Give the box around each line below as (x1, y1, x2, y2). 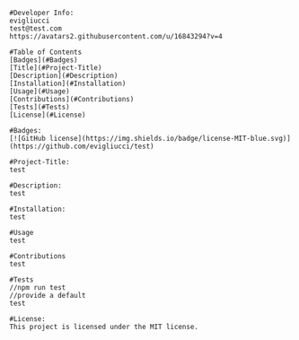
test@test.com (9, 24, 63, 33)
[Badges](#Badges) (9, 56, 78, 65)
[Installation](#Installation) (9, 79, 127, 88)
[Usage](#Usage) (9, 87, 70, 96)
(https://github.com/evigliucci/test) (9, 142, 154, 151)
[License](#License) (9, 110, 87, 119)
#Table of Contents (9, 48, 83, 57)
